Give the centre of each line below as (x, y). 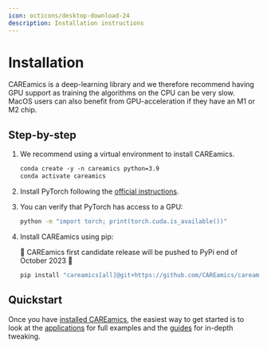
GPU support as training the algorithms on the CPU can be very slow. (122, 93)
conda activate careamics (63, 176)
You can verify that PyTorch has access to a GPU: (101, 207)
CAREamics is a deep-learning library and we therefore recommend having (132, 84)
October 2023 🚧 (46, 261)
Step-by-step (43, 135)
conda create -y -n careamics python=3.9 (89, 169)
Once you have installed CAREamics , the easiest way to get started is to (126, 319)
